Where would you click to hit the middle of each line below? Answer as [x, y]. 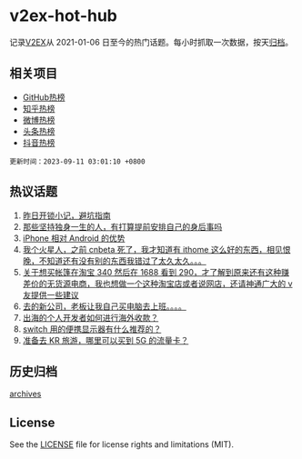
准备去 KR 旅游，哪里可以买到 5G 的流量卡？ [106, 340]
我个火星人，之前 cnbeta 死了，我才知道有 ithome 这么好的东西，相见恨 [156, 249]
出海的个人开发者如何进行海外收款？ [91, 317]
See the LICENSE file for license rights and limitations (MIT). [122, 444]
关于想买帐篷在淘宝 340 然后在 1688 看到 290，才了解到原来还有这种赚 [156, 272]
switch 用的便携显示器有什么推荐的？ [92, 329]
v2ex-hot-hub [64, 16]
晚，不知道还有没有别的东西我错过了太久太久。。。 [114, 261]
